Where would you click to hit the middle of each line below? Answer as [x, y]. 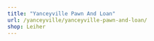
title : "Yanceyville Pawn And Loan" [61, 14]
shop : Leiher [27, 26]
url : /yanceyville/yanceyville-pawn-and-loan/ [77, 20]
